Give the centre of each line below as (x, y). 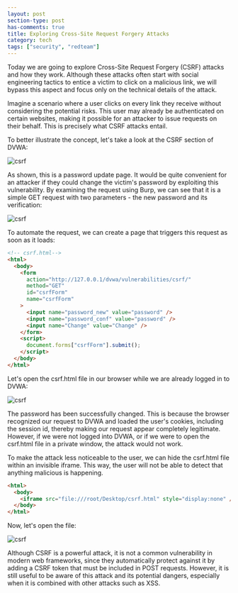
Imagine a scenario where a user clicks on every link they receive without (114, 103)
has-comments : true (36, 27)
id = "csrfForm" (47, 293)
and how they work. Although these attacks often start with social (103, 74)
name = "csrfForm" (50, 299)
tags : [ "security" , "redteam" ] (53, 47)
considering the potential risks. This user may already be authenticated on (116, 111)
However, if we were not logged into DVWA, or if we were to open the (109, 436)
